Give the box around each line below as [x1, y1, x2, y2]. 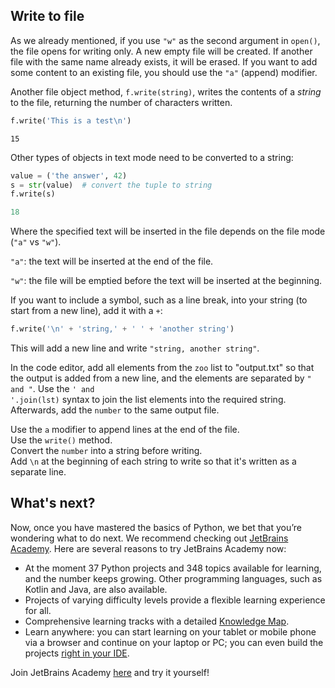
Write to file [10, 8, 85, 25]
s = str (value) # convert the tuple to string [10, 180, 213, 190]
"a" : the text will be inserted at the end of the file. [10, 255, 214, 268]
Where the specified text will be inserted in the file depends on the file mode [10, 225, 326, 238]
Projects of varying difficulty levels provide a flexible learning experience [24, 594, 326, 606]
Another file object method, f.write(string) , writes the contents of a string [10, 85, 322, 98]
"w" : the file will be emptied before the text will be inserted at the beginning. [10, 275, 323, 287]
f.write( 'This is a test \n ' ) [10, 115, 132, 126]
